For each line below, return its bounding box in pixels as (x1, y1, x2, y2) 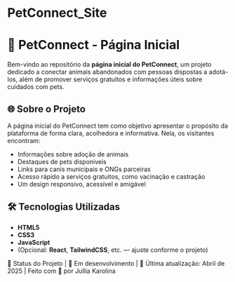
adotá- (208, 68, 229, 76)
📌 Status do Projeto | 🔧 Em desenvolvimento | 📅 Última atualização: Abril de (7, 259, 225, 267)
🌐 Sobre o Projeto (7, 103, 86, 115)
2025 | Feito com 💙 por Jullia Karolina (7, 267, 116, 275)
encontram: (7, 136, 41, 145)
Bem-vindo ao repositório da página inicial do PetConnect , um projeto (7, 60, 212, 69)
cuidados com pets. (7, 83, 65, 91)
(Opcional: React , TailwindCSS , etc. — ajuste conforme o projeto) (17, 246, 208, 254)
